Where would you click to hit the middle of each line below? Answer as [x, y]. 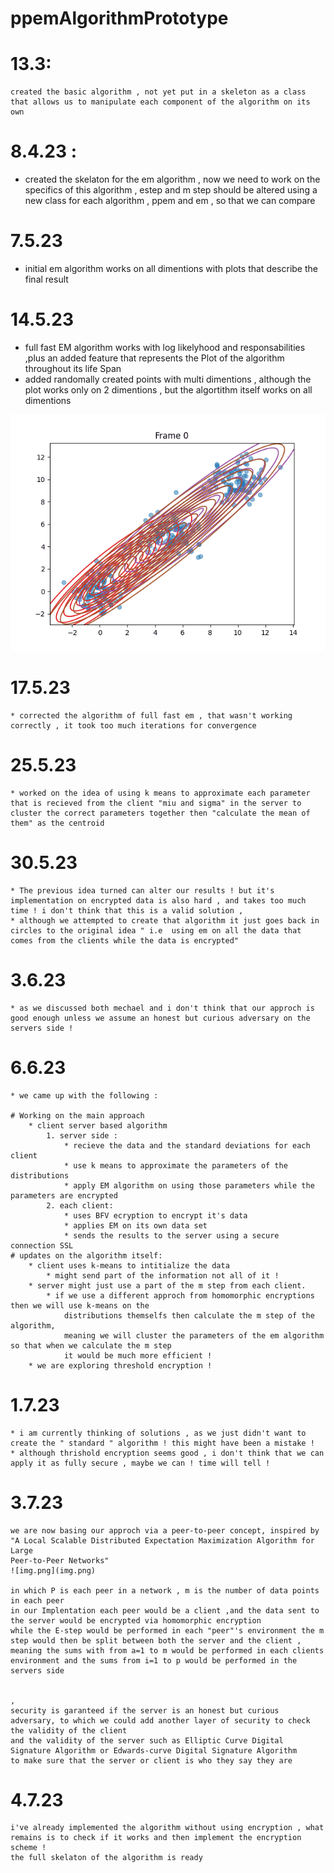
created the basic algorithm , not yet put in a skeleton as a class [158, 92]
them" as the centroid [57, 823]
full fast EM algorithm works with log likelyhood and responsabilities [165, 347]
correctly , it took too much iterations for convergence [133, 725]
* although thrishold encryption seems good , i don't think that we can [167, 1453]
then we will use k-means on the [80, 1305]
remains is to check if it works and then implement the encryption [156, 1838]
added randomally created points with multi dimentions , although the [168, 379]
